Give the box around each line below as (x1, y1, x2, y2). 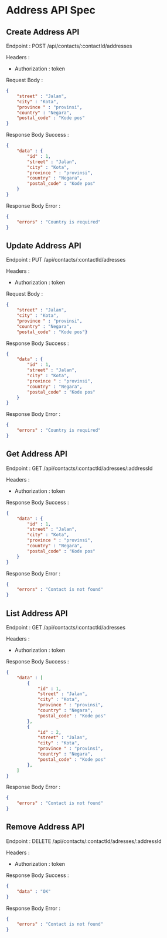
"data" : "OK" (16, 888, 51, 895)
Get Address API (6, 449, 67, 459)
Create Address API (6, 27, 80, 37)
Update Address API (6, 241, 81, 250)
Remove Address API (6, 822, 85, 832)
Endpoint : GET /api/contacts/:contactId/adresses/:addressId (6, 465, 153, 472)
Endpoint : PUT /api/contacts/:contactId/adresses (6, 256, 126, 263)
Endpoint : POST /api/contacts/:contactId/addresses (6, 42, 132, 49)
